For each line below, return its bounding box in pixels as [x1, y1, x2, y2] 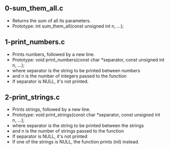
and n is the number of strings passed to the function [12, 128, 124, 134]
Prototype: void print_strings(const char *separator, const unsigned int [12, 112, 160, 118]
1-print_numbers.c [5, 38, 65, 46]
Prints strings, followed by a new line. [12, 106, 91, 112]
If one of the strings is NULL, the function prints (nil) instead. [12, 139, 139, 145]
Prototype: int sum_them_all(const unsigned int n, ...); [12, 23, 124, 29]
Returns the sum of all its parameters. [12, 17, 91, 23]
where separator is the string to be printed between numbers [12, 67, 140, 73]
